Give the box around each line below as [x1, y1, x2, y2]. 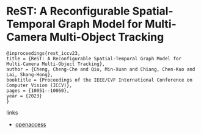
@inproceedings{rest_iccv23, [6, 50, 81, 56]
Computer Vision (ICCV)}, [6, 82, 72, 88]
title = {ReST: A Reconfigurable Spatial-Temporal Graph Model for [6, 55, 182, 62]
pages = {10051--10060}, [6, 87, 70, 94]
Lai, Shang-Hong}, [6, 71, 53, 77]
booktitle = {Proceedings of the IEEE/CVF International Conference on [6, 77, 192, 83]
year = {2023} [6, 93, 43, 99]
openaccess [15, 121, 46, 128]
